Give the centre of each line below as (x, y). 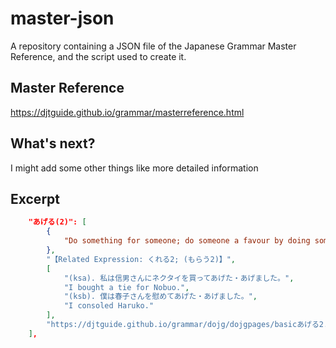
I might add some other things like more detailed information (134, 168)
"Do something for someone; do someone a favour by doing (187, 241)
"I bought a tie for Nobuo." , (126, 287)
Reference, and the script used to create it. (98, 56)
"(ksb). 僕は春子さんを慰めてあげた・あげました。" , (160, 297)
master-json (62, 18)
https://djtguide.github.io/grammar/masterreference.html (127, 112)
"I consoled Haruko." (109, 306)
